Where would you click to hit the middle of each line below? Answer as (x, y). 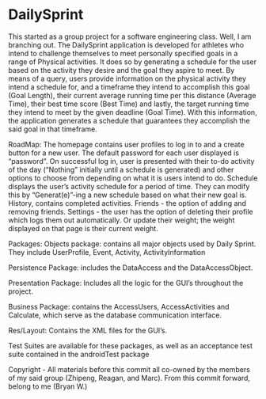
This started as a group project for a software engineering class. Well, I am (130, 36)
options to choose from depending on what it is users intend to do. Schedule (133, 178)
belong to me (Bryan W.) (48, 386)
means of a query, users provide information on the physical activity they (127, 78)
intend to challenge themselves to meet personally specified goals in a (123, 53)
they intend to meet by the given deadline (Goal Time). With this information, (133, 112)
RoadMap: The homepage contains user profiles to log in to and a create (126, 144)
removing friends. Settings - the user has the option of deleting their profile (131, 211)
